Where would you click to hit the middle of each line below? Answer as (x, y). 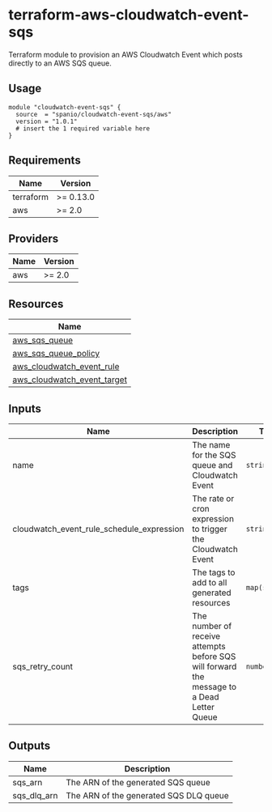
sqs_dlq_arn (35, 795)
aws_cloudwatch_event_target (70, 380)
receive (206, 636)
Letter (203, 707)
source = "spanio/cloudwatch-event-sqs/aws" (94, 114)
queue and (212, 465)
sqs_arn (28, 782)
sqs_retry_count (43, 667)
